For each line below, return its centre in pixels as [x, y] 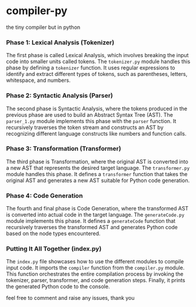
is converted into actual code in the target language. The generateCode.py [95, 215]
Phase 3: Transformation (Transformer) [64, 148]
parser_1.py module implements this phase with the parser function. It [91, 121]
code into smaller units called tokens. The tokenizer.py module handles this [98, 62]
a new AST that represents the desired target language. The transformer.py [98, 168]
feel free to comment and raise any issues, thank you [70, 298]
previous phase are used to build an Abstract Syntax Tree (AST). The [90, 115]
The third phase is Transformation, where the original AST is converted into [97, 161]
